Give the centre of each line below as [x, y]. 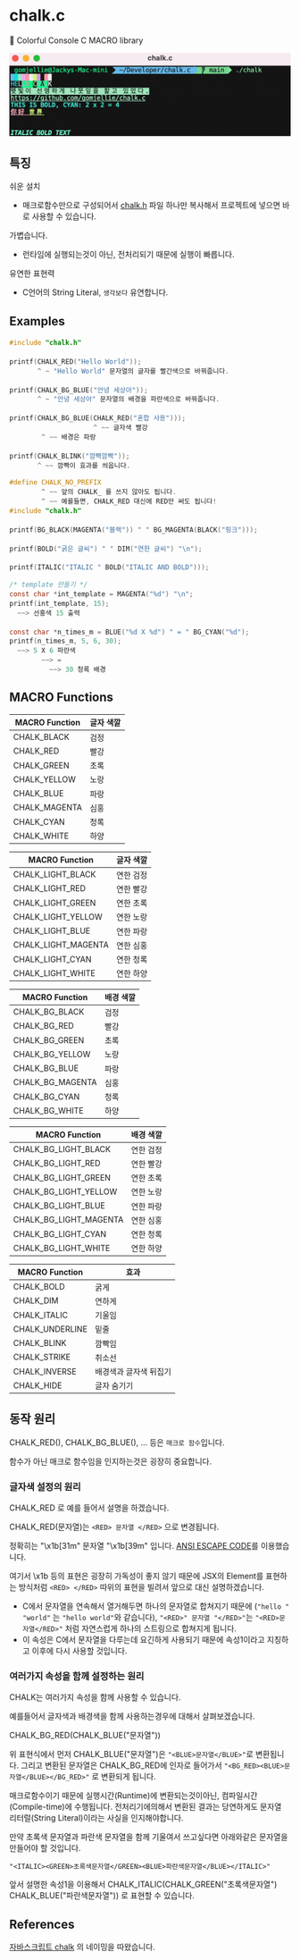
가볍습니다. [29, 236]
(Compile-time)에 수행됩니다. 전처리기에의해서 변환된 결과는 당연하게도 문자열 [146, 1807]
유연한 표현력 [32, 273]
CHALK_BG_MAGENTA [55, 1082]
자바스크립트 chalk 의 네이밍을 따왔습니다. [83, 1947]
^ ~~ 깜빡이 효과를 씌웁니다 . [84, 466]
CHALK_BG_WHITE [48, 1110]
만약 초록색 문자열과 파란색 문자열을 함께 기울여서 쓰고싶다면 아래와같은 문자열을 [149, 1837]
